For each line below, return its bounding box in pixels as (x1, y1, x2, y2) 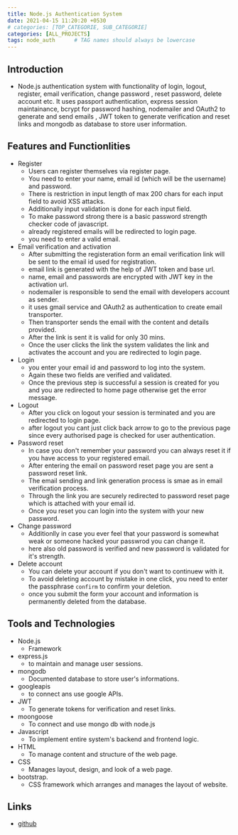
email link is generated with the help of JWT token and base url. (28, 264, 215, 274)
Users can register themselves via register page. (28, 166, 171, 175)
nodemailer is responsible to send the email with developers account (28, 287, 230, 296)
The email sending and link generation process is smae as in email (28, 476, 222, 485)
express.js (17, 652, 48, 660)
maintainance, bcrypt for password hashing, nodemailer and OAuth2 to (17, 104, 226, 113)
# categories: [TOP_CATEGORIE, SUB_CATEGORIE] (7, 23, 148, 31)
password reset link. (28, 468, 88, 477)
